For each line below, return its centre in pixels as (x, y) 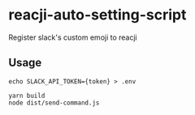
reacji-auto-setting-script (97, 15)
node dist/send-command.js (54, 103)
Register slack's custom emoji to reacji (73, 37)
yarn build (27, 96)
